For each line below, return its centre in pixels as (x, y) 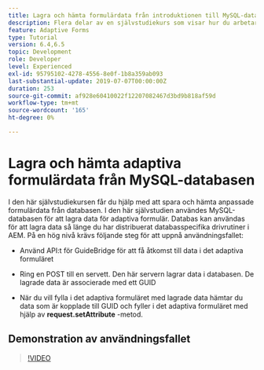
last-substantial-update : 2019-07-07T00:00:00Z (88, 81)
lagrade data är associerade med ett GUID (88, 282)
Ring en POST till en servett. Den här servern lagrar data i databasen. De (137, 274)
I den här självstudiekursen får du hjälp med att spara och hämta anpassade (131, 202)
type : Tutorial (33, 37)
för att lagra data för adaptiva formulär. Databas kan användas (145, 218)
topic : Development (40, 52)
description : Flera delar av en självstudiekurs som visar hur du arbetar (133, 23)
